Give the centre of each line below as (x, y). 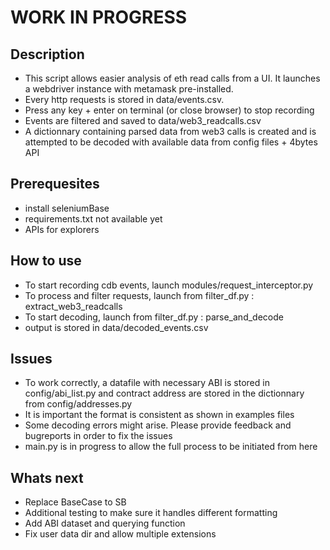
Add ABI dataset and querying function (105, 523)
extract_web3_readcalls (73, 306)
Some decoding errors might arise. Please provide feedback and (158, 425)
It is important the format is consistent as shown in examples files (159, 415)
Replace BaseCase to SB (75, 502)
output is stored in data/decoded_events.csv (116, 327)
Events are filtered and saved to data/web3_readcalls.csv (143, 120)
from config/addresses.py (78, 404)
